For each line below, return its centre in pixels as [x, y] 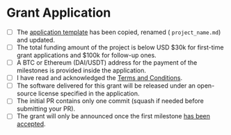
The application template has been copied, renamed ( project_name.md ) [119, 32]
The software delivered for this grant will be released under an [106, 86]
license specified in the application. [89, 94]
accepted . [31, 124]
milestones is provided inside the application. [81, 70]
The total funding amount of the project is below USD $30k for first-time [120, 47]
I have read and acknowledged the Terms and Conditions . [99, 78]
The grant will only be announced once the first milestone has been [113, 116]
